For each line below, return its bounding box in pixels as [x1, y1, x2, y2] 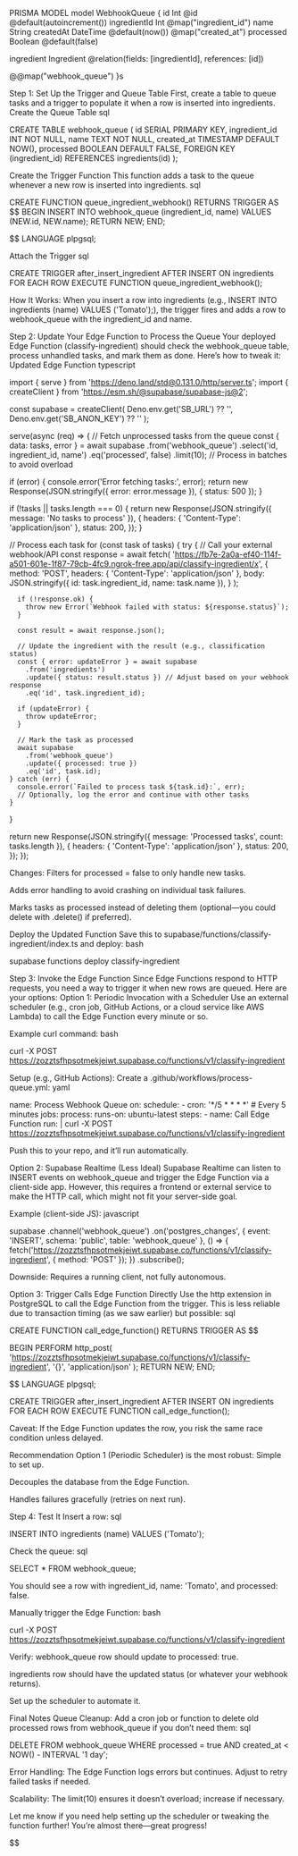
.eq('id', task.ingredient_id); [25, 688, 145, 697]
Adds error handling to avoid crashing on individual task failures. [9, 885, 246, 895]
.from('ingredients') [25, 665, 105, 674]
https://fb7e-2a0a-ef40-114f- [174, 549, 282, 560]
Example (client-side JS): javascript [9, 1209, 140, 1219]
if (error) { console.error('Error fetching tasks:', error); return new [9, 477, 248, 486]
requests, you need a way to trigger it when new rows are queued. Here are [9, 983, 287, 993]
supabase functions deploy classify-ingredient [9, 956, 180, 966]
